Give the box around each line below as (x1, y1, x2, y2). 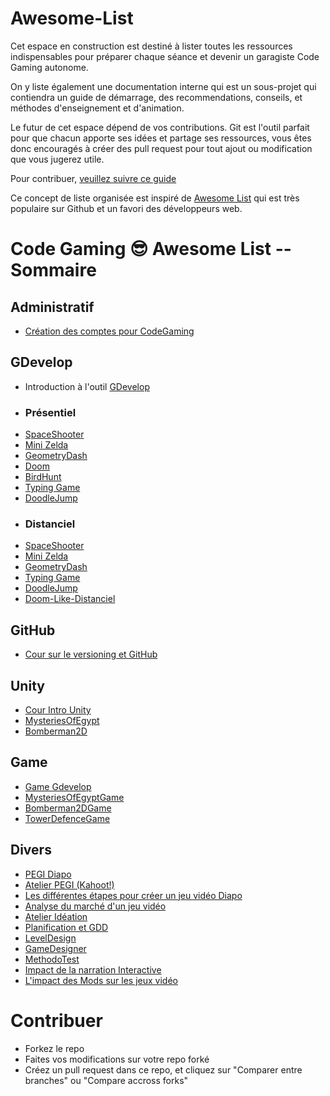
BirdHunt (24, 471, 62, 483)
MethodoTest (24, 953, 80, 965)
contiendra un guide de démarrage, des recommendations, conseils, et (10, 91, 303, 103)
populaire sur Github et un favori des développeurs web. (10, 202, 243, 214)
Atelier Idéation (24, 910, 88, 922)
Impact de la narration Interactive (24, 963, 162, 976)
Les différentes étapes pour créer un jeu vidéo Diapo (24, 889, 243, 901)
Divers (10, 842, 52, 859)
